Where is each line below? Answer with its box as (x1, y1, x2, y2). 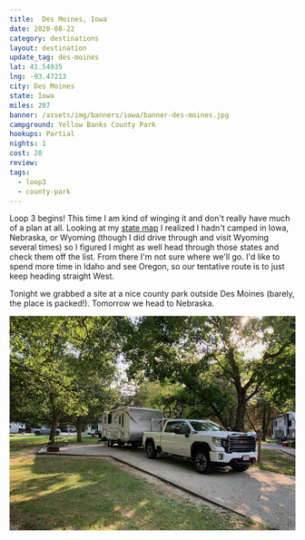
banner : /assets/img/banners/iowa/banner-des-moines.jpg (9, 110, 230, 120)
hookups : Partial (9, 130, 75, 139)
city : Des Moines (9, 82, 75, 91)
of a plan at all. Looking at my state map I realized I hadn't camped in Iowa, (9, 222, 289, 233)
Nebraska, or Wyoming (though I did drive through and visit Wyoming (9, 232, 270, 243)
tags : (9, 168, 30, 177)
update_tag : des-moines (9, 53, 100, 63)
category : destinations (9, 34, 100, 43)
